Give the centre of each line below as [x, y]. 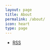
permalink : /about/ [25, 19]
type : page [16, 28]
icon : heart [17, 24]
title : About [19, 14]
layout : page [19, 10]
